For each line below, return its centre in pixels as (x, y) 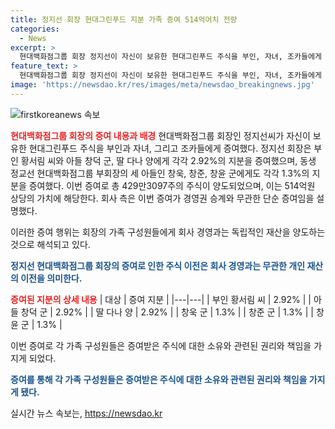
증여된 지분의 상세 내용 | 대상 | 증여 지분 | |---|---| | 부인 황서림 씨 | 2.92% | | (161, 299)
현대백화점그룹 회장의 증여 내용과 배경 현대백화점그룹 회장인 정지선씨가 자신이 (160, 135)
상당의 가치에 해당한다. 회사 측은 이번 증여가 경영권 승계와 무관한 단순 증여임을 (162, 198)
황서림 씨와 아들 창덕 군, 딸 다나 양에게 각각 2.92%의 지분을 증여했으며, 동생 (168, 160)
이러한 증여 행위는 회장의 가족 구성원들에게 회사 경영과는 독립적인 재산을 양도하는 (168, 232)
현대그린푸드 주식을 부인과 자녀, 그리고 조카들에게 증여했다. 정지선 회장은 (170, 148)
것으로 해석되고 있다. (50, 244)
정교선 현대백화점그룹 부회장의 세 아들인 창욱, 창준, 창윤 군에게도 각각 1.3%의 (160, 173)
